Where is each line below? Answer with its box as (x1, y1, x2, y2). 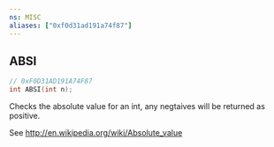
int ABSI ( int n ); (9, 85, 73, 94)
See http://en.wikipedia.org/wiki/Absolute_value (9, 128, 183, 138)
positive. (9, 111, 41, 121)
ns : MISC (9, 12, 42, 22)
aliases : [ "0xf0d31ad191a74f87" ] (9, 21, 133, 30)
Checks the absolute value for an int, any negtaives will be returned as (9, 101, 265, 112)
